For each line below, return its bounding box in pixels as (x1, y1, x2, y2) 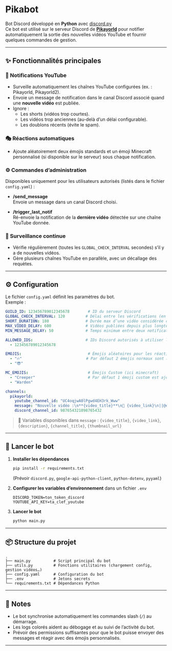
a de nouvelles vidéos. (12, 249, 60, 256)
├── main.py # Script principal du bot (5, 558, 111, 564)
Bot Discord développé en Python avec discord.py (5, 20, 112, 27)
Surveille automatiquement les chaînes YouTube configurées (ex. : (12, 83, 153, 90)
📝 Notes (5, 599, 31, 608)
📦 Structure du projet (5, 538, 77, 547)
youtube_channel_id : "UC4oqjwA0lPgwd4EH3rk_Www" (14, 398, 120, 404)
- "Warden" (10, 380, 33, 385)
